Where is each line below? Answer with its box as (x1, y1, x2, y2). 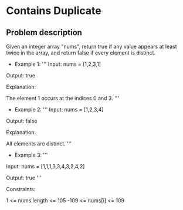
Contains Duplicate (6, 4, 101, 18)
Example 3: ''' (14, 151, 48, 158)
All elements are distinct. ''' (6, 140, 72, 147)
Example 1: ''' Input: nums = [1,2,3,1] (14, 60, 101, 67)
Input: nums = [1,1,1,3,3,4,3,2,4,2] (6, 163, 85, 170)
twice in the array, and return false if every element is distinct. (6, 49, 156, 56)
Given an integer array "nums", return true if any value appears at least (6, 43, 177, 50)
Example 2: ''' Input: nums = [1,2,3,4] (14, 106, 104, 113)
